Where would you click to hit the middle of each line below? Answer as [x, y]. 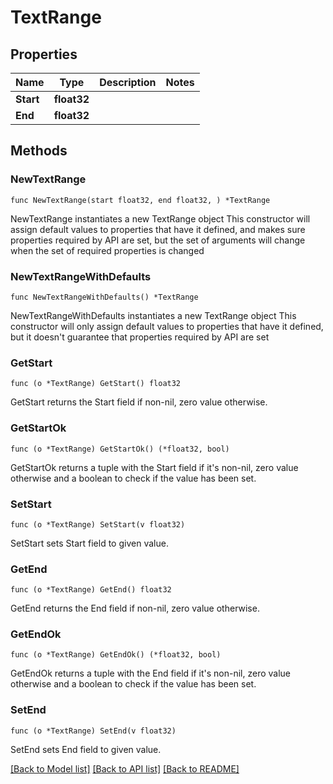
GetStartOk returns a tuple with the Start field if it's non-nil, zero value [154, 467]
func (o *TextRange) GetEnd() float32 [91, 590]
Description [128, 82]
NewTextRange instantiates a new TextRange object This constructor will [160, 218]
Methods [39, 151]
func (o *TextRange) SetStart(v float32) [98, 524]
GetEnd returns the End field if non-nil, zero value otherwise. [135, 608]
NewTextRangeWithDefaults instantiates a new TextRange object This [153, 315]
